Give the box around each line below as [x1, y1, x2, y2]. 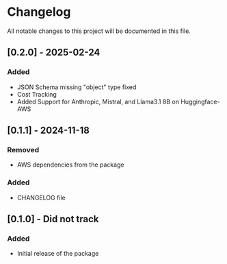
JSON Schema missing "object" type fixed [16, 83, 137, 91]
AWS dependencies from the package [16, 160, 124, 169]
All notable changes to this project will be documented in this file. [7, 27, 191, 35]
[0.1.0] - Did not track [7, 213, 99, 225]
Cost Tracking [16, 90, 57, 98]
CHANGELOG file [16, 193, 66, 202]
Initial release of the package [16, 250, 99, 258]
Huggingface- [181, 97, 220, 106]
